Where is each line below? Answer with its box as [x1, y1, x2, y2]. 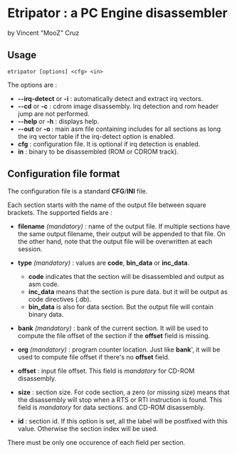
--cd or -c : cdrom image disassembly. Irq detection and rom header [17, 102, 219, 110]
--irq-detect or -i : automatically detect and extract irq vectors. [17, 94, 204, 102]
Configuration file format [7, 168, 120, 180]
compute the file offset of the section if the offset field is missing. [17, 331, 211, 339]
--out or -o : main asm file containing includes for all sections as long [17, 125, 221, 133]
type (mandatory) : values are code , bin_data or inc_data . [17, 258, 190, 267]
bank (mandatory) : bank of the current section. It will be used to [17, 324, 209, 332]
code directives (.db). [28, 295, 92, 303]
